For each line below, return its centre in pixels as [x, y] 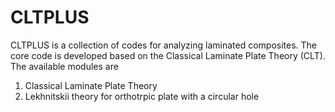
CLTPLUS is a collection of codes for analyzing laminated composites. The [164, 45]
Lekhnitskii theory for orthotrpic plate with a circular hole [142, 96]
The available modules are [64, 66]
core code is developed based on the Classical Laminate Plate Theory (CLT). [168, 55]
